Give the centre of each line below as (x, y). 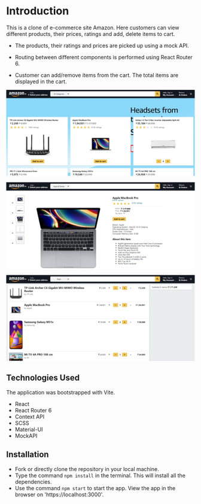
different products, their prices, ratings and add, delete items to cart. (91, 34)
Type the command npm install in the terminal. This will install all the (100, 475)
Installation (28, 455)
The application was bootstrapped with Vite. (61, 392)
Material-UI (29, 429)
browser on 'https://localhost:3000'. (59, 494)
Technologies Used (43, 378)
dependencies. (33, 482)
